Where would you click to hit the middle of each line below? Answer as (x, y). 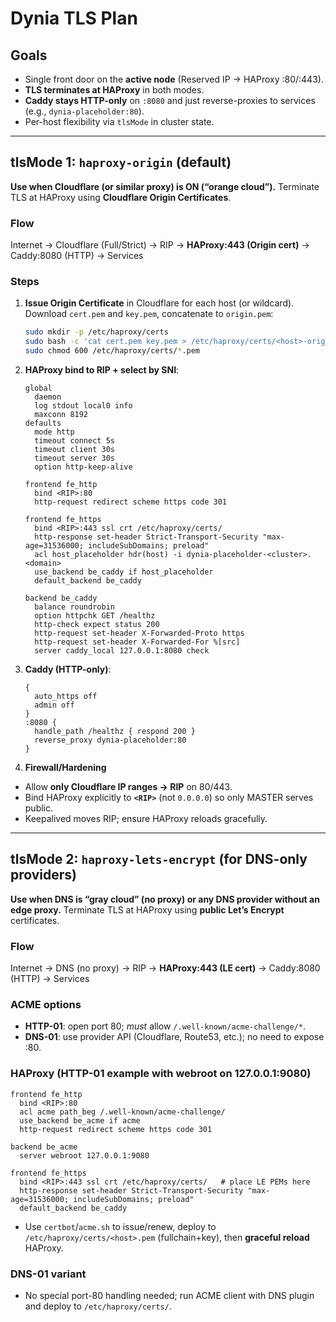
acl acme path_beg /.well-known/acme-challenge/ (122, 1112)
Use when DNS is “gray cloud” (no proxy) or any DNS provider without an (165, 899)
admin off (54, 705)
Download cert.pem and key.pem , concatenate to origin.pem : (149, 314)
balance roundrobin (74, 607)
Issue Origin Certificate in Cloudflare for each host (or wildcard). (159, 303)
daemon (48, 397)
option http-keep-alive (83, 467)
